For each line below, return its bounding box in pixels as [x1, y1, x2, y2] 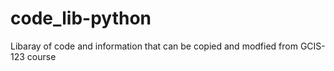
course [26, 50, 57, 62]
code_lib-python [10, 7, 152, 30]
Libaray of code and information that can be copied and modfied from [10, 40, 298, 52]
